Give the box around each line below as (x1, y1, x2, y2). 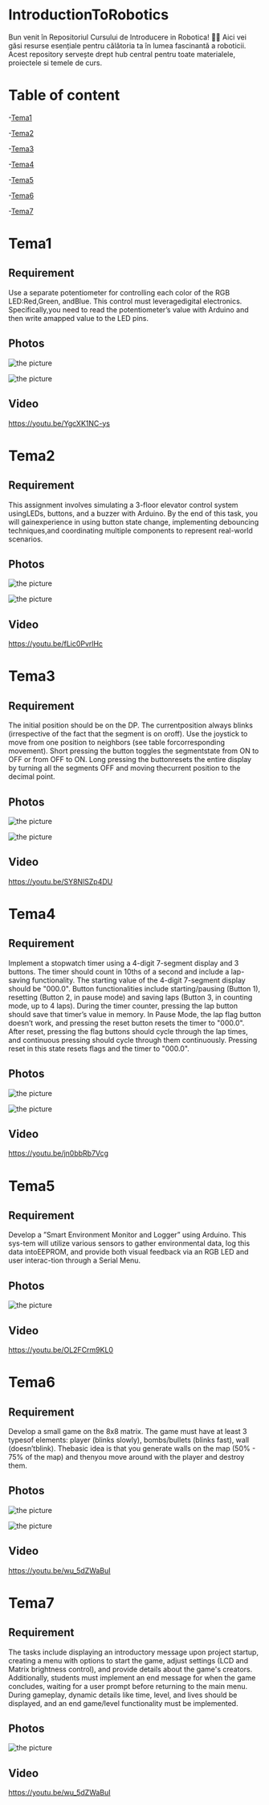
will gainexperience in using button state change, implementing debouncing (8, 517, 259, 526)
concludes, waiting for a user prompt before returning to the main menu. (8, 1681, 247, 1691)
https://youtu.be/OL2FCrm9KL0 (8, 1346, 114, 1354)
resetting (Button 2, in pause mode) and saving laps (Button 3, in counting (8, 992, 253, 1002)
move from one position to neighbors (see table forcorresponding (8, 738, 226, 748)
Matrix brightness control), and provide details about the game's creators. (8, 1664, 253, 1674)
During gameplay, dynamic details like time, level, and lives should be (8, 1690, 238, 1700)
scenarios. (8, 534, 43, 544)
